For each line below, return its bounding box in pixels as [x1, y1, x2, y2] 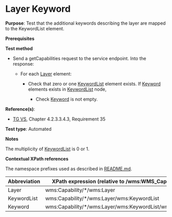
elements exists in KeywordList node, [28, 86, 106, 92]
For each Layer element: [20, 70, 72, 77]
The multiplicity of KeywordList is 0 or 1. [5, 146, 90, 152]
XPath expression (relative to [52, 177, 124, 185]
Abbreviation [8, 177, 40, 185]
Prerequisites [5, 35, 35, 42]
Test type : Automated [5, 126, 52, 132]
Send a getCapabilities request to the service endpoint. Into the [12, 55, 146, 62]
